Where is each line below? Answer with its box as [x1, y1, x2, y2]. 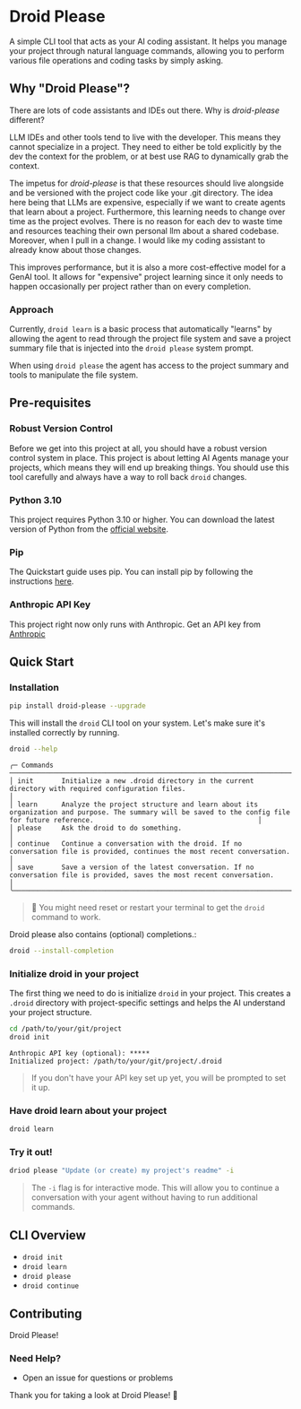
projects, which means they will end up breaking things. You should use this [9, 462, 289, 473]
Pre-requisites [9, 396, 91, 411]
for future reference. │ [9, 816, 262, 825]
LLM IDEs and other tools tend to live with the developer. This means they [9, 132, 281, 143]
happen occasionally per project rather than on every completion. [9, 281, 252, 291]
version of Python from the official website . [9, 524, 168, 535]
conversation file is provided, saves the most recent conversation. [9, 871, 275, 880]
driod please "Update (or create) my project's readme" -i [9, 1166, 235, 1176]
